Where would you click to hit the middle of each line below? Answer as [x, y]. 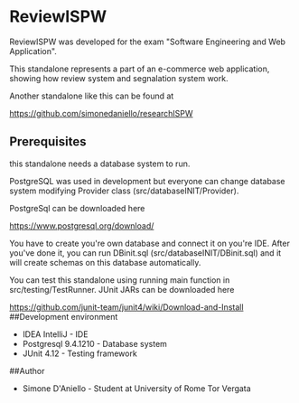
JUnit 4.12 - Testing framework [79, 353]
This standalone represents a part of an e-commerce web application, [140, 69]
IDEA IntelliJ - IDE [55, 334]
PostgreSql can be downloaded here [77, 208]
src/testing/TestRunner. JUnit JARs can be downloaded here [122, 289]
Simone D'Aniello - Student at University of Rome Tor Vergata [136, 388]
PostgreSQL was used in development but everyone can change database [148, 181]
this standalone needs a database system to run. [100, 164]
